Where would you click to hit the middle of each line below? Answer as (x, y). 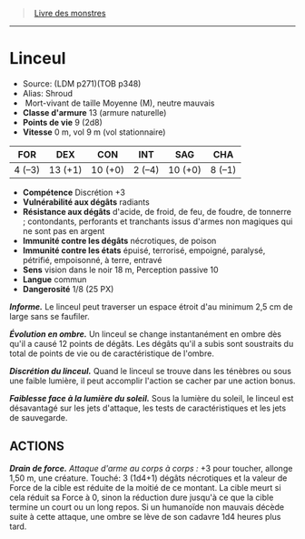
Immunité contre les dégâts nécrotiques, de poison (119, 240)
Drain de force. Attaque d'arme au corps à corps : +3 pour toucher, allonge (151, 468)
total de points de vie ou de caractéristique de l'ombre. (112, 353)
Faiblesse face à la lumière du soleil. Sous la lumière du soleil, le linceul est (152, 398)
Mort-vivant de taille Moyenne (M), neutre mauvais (120, 103)
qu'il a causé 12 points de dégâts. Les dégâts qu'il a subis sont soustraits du (152, 343)
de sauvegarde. (39, 417)
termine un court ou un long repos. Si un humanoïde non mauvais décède (147, 507)
